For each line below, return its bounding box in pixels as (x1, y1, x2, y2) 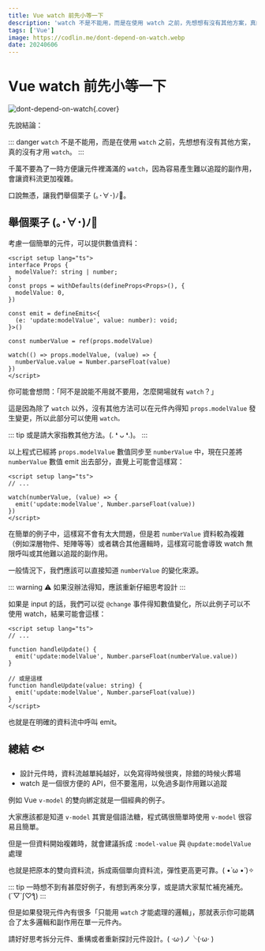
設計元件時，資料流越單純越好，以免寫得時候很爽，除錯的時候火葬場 (19, 768, 241, 778)
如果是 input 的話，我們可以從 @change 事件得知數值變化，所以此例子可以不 (8, 598, 251, 609)
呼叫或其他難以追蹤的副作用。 (14, 549, 112, 558)
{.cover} (92, 104, 120, 114)
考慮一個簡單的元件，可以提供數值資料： (8, 238, 140, 247)
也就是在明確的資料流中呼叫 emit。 (8, 717, 121, 726)
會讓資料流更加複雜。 (8, 174, 77, 183)
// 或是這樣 (8, 674, 43, 682)
